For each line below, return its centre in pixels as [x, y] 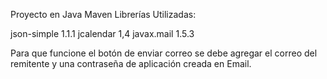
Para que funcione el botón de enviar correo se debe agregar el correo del [164, 53]
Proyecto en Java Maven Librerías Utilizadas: [103, 14]
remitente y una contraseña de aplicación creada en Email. [131, 63]
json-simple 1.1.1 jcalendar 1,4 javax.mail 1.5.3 [102, 33]
